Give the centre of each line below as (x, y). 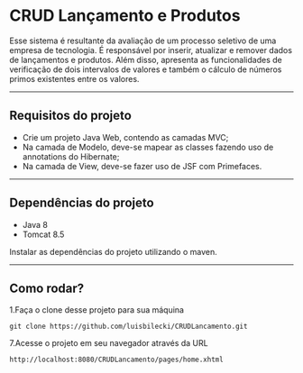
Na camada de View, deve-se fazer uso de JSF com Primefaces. (142, 166)
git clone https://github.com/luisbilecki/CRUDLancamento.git (129, 327)
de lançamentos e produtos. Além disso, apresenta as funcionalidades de (146, 59)
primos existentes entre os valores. (74, 78)
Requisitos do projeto (71, 116)
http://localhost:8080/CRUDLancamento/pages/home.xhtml (116, 360)
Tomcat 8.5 (43, 234)
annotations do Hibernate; (71, 156)
